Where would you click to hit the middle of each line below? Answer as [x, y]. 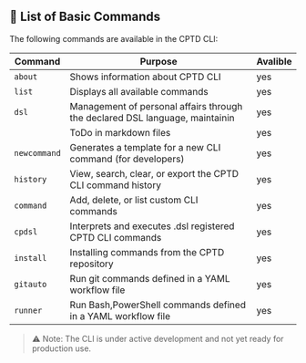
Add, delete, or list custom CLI [134, 200]
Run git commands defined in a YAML [150, 278]
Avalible [274, 61]
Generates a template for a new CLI [145, 147]
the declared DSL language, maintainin [152, 118]
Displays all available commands [139, 91]
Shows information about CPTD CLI [145, 77]
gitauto [31, 284]
